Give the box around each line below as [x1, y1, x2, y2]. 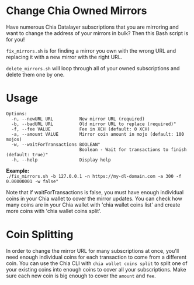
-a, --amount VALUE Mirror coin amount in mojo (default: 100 [11, 131, 184, 137]
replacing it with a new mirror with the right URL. [6, 53, 123, 60]
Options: [6, 111, 27, 116]
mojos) [6, 136, 22, 142]
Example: [6, 167, 30, 174]
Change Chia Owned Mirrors [6, 4, 147, 18]
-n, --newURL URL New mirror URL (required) [11, 116, 145, 122]
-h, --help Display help [11, 157, 111, 163]
